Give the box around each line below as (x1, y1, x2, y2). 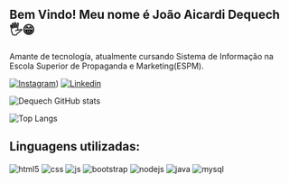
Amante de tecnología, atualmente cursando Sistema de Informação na (9, 50, 274, 61)
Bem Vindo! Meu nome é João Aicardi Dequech (9, 7, 280, 23)
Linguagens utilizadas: (9, 139, 141, 154)
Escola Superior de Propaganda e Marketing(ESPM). (9, 60, 205, 71)
